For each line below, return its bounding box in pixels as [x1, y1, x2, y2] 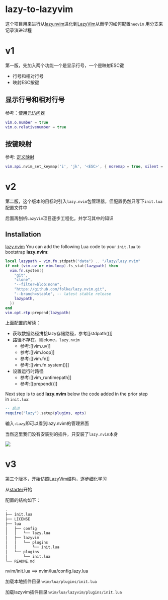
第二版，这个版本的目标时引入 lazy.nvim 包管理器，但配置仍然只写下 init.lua [5, 198, 162, 204]
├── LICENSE [5, 516, 30, 521]
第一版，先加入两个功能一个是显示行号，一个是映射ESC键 [5, 62, 124, 68]
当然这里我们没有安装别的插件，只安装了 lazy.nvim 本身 [5, 431, 118, 437]
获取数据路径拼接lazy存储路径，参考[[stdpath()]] [12, 331, 113, 337]
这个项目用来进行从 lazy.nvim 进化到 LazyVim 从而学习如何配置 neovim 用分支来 [5, 21, 163, 27]
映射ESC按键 [12, 79, 39, 85]
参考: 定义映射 [5, 154, 34, 160]
